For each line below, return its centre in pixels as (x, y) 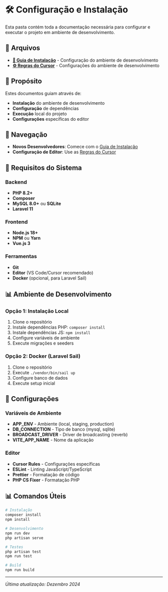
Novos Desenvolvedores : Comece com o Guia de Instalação (75, 147)
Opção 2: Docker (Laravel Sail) (43, 356)
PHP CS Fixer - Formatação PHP (46, 480)
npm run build (20, 570)
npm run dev (17, 533)
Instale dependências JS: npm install (51, 333)
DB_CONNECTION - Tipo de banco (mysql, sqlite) (64, 429)
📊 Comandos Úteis (36, 496)
